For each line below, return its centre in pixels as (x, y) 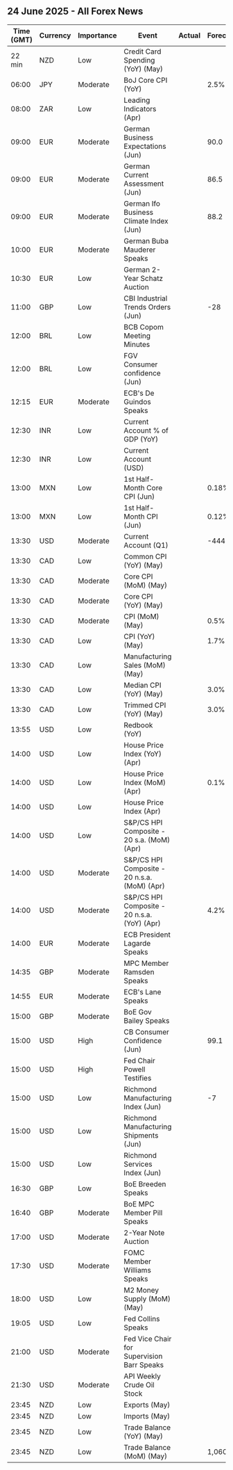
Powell (135, 1069)
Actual (190, 35)
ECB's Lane (143, 992)
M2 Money (141, 1290)
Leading (137, 100)
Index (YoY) (143, 754)
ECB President (147, 935)
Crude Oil (139, 1384)
